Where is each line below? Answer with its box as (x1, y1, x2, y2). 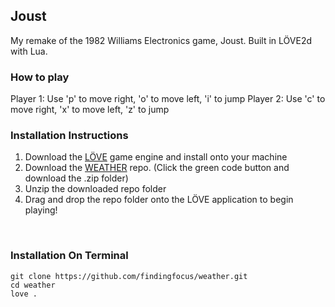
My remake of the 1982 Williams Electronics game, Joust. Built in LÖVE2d (10, 34, 313, 46)
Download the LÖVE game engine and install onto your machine (24, 151, 288, 163)
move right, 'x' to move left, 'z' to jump (10, 104, 170, 116)
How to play (10, 70, 70, 84)
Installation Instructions (10, 129, 129, 143)
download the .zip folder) (24, 172, 129, 184)
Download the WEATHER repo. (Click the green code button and (24, 162, 290, 174)
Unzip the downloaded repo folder (24, 183, 167, 195)
